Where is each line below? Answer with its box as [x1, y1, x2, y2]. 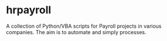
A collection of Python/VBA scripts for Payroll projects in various [6, 23, 162, 29]
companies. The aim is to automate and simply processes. [6, 28, 146, 35]
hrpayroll [6, 3, 52, 17]
